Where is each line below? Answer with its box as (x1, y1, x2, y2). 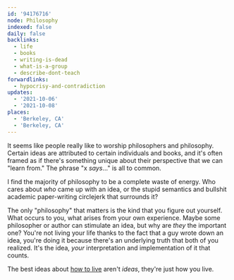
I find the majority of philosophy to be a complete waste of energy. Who (7, 177, 216, 185)
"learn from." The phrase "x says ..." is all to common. (7, 164, 162, 172)
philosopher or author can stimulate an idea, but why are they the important (7, 221, 227, 229)
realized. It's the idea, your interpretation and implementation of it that (7, 243, 211, 252)
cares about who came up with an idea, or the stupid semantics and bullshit (7, 185, 227, 193)
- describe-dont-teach (13, 69, 80, 76)
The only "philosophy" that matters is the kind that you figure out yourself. (7, 206, 223, 214)
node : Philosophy (7, 17, 58, 24)
